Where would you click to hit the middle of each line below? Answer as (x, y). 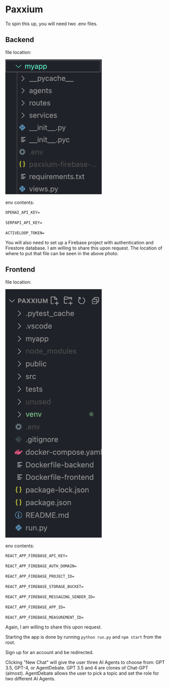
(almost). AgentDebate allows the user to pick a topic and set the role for (82, 673)
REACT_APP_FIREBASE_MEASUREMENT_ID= (44, 617)
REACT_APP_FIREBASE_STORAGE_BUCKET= (44, 586)
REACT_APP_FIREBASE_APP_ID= (35, 607)
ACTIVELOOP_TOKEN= (25, 233)
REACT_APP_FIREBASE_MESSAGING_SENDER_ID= (50, 597)
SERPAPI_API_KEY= (24, 223)
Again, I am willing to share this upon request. (54, 627)
